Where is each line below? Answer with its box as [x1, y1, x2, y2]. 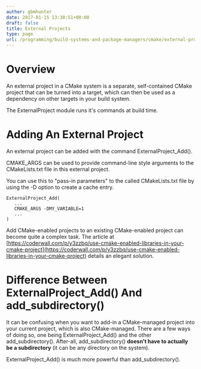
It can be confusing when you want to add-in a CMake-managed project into [6, 319, 195, 326]
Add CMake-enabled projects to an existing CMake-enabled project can [6, 226, 184, 234]
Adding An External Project [6, 128, 144, 142]
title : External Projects [6, 25, 71, 32]
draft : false [6, 20, 39, 26]
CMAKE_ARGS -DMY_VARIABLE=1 [14, 205, 84, 212]
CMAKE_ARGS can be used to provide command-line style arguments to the [6, 159, 194, 166]
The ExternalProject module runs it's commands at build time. [6, 106, 159, 114]
